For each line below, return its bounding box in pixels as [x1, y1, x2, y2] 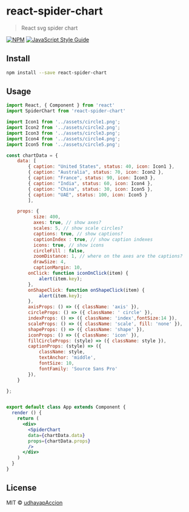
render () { [12, 410, 42, 416]
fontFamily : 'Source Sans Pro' [38, 366, 118, 372]
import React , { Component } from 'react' [6, 102, 115, 108]
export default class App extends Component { [6, 404, 126, 410]
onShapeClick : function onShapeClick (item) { [28, 287, 145, 293]
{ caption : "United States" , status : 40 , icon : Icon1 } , [28, 163, 175, 170]
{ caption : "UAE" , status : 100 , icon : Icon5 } [28, 192, 148, 198]
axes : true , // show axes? [33, 220, 102, 226]
